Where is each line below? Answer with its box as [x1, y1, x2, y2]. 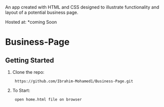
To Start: [12, 88, 30, 93]
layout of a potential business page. [5, 9, 79, 15]
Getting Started [5, 56, 54, 64]
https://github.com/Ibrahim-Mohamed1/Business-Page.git [14, 79, 134, 84]
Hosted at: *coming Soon [5, 19, 57, 25]
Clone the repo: [12, 69, 45, 75]
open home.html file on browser [14, 97, 82, 102]
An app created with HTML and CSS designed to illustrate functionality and [5, 4, 160, 10]
